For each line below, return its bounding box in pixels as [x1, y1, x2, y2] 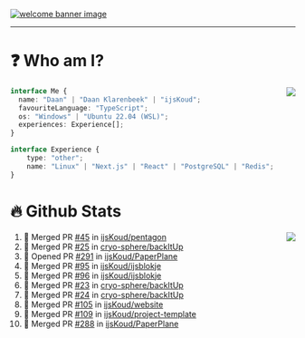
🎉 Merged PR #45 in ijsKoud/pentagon [23, 231, 167, 242]
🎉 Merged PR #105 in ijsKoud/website [23, 299, 164, 310]
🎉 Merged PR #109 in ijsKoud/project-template [23, 308, 197, 319]
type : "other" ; [26, 154, 84, 163]
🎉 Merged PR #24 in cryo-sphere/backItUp [23, 289, 185, 300]
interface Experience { [10, 145, 100, 154]
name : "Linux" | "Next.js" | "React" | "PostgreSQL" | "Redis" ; [26, 161, 274, 171]
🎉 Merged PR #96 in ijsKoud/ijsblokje [23, 270, 162, 281]
